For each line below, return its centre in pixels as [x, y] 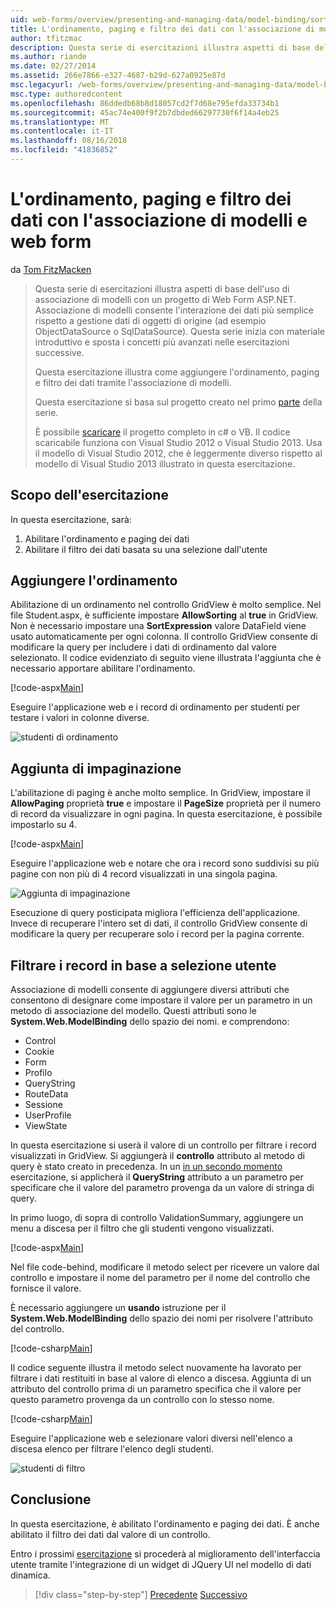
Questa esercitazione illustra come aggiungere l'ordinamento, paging [177, 372]
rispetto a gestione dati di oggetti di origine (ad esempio [150, 320]
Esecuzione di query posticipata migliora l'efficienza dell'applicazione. [155, 913]
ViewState [46, 1126]
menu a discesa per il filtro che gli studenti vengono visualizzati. [142, 1228]
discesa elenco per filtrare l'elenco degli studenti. [112, 1449]
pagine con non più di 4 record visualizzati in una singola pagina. [144, 874]
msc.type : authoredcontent [66, 94]
